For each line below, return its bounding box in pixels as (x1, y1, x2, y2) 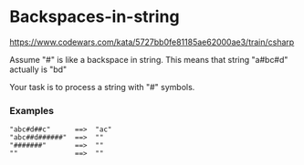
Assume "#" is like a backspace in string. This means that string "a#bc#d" (9, 54, 288, 65)
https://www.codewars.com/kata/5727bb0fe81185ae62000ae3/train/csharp (9, 36, 295, 47)
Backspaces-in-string (9, 6, 180, 27)
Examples (9, 104, 55, 117)
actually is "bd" (9, 64, 68, 75)
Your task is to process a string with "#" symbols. (9, 81, 195, 92)
